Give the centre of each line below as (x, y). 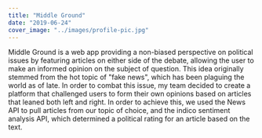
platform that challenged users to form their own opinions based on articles (130, 94)
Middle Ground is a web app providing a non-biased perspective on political (131, 53)
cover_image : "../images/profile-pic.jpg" (78, 30)
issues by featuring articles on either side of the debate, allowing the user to (131, 60)
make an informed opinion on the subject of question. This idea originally (126, 69)
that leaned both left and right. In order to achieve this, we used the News (127, 102)
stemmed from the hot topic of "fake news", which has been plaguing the (126, 77)
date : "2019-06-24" (40, 23)
